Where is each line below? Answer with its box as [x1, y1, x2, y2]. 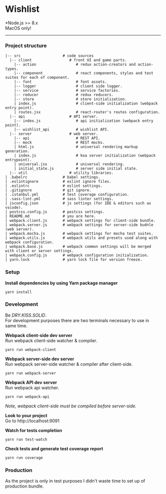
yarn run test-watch [5, 437, 48, 442]
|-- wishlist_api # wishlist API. [14, 127, 110, 132]
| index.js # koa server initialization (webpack [14, 153, 156, 158]
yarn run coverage [5, 455, 43, 460]
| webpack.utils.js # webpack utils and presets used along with [5, 235, 158, 241]
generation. [5, 149, 30, 154]
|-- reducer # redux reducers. [14, 93, 114, 98]
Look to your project [5, 412, 48, 418]
